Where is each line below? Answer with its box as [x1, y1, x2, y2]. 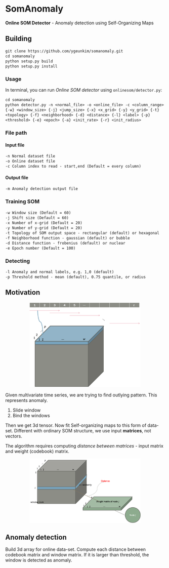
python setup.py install [5, 64, 58, 69]
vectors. [5, 433, 23, 439]
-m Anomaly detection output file [5, 186, 78, 191]
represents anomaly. [5, 397, 48, 403]
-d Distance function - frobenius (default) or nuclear [5, 240, 125, 246]
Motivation [5, 288, 40, 297]
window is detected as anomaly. [5, 557, 72, 563]
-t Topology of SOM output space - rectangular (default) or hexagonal [5, 230, 159, 235]
